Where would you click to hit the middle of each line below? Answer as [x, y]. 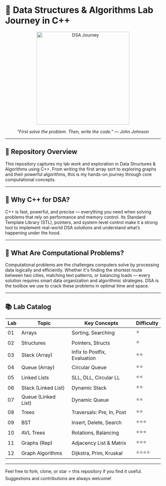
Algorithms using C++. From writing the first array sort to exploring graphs [81, 169]
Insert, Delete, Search [97, 422]
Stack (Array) [37, 355]
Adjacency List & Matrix [99, 443]
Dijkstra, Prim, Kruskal [97, 453]
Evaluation [84, 358]
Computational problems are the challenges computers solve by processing [82, 265]
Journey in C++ [38, 21]
